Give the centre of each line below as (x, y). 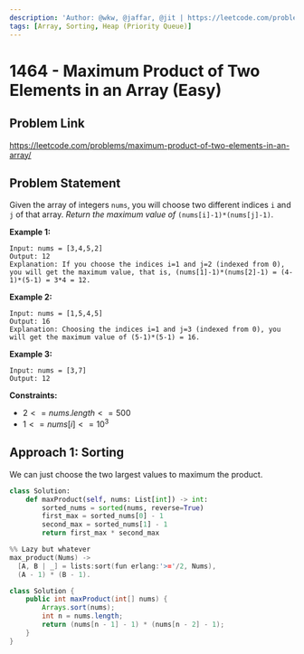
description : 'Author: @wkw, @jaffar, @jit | (96, 18)
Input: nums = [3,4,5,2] (56, 249)
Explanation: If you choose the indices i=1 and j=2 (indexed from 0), (147, 265)
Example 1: (30, 232)
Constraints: (33, 395)
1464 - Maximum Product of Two (135, 71)
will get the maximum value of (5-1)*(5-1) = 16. (105, 337)
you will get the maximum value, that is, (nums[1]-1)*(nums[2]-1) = (143, 272)
